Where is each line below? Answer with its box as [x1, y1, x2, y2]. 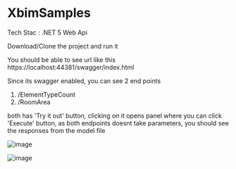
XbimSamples [7, 5, 92, 21]
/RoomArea [17, 97, 51, 106]
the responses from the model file [7, 126, 106, 134]
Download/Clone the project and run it [7, 42, 118, 50]
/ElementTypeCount [17, 90, 76, 99]
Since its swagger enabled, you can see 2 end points [7, 76, 161, 85]
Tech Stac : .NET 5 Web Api [7, 28, 88, 37]
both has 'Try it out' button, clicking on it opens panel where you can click [7, 111, 222, 120]
